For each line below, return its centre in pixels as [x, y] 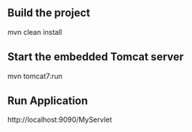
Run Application [48, 101]
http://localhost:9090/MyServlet [60, 120]
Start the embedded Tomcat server [96, 57]
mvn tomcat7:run [35, 76]
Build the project [49, 13]
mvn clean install [35, 32]
